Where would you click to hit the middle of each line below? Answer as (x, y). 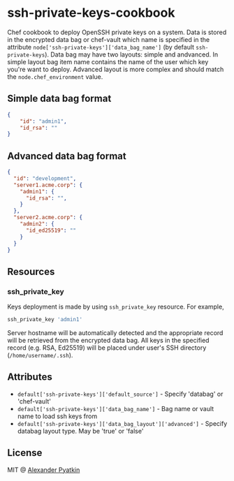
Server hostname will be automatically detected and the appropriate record (115, 333)
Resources (31, 271)
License (25, 453)
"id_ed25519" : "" (51, 230)
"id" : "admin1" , (44, 121)
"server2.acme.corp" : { (48, 218)
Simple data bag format (59, 99)
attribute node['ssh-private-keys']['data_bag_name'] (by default (101, 47)
